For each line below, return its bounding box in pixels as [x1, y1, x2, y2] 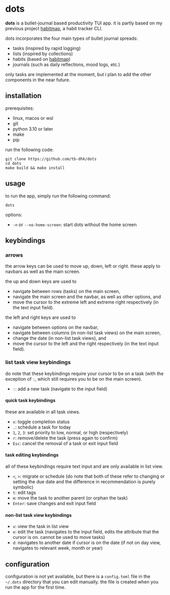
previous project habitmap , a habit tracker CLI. [5, 25, 103, 31]
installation [5, 91, 42, 100]
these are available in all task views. [5, 409, 80, 415]
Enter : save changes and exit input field [12, 500, 96, 506]
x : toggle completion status [12, 418, 70, 425]
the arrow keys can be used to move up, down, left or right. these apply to [5, 263, 160, 269]
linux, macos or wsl [12, 115, 53, 121]
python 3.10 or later [12, 126, 53, 132]
